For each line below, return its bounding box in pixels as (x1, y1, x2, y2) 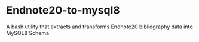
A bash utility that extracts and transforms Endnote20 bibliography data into (6, 23, 193, 30)
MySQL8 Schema (6, 29, 50, 36)
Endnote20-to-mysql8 (6, 4, 121, 17)
